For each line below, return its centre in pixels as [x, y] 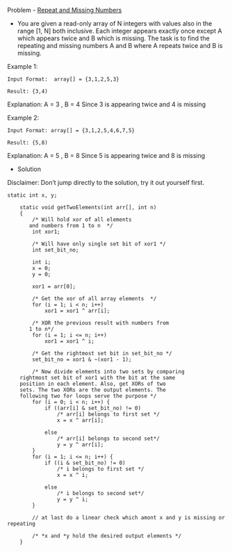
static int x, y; [32, 195]
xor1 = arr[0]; [54, 286]
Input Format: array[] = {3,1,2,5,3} [63, 79]
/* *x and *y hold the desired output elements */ [107, 536]
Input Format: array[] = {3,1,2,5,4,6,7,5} [71, 131]
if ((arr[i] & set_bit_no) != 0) [92, 408]
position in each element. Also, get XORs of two [93, 384]
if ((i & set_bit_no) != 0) [85, 463]
